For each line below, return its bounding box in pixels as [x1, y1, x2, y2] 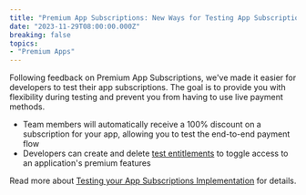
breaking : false [9, 30, 71, 39]
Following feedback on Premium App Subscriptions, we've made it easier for [9, 72, 297, 83]
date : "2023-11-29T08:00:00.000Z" [9, 22, 141, 31]
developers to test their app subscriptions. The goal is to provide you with [9, 82, 286, 93]
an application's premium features [22, 158, 152, 169]
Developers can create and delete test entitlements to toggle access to [22, 148, 289, 159]
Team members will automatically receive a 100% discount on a [22, 119, 261, 130]
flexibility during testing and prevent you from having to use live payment [9, 92, 284, 103]
